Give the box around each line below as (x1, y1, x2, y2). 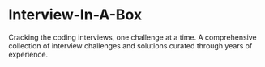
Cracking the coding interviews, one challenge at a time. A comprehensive (8, 32, 257, 42)
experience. (8, 49, 49, 59)
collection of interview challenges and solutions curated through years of (8, 40, 253, 50)
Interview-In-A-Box (8, 6, 143, 24)
